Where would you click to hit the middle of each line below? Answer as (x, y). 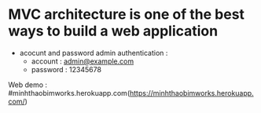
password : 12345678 (66, 69)
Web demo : (28, 85)
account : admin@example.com (83, 61)
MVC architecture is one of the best (127, 15)
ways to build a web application (113, 31)
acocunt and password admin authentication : (94, 53)
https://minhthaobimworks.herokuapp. (191, 93)
